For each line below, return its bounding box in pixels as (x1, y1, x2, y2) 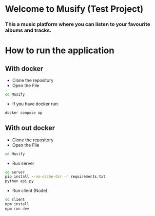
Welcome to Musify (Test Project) (5, 3, 144, 15)
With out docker (5, 124, 55, 132)
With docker (5, 65, 43, 73)
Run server (12, 160, 35, 166)
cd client (5, 197, 25, 202)
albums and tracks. (5, 27, 52, 34)
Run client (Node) (12, 188, 48, 194)
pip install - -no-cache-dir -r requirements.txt (5, 174, 106, 179)
